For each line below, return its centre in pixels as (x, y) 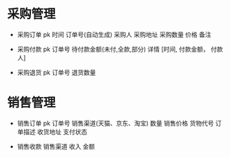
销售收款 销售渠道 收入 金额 (56, 146)
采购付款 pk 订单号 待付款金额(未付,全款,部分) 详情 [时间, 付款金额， (113, 49)
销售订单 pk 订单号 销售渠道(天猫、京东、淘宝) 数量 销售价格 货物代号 (115, 123)
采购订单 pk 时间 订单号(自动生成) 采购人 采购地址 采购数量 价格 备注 (114, 34)
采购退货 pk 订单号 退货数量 (56, 72)
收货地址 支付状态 (62, 132)
